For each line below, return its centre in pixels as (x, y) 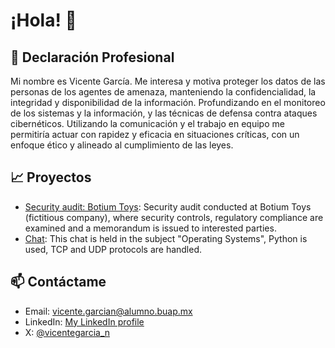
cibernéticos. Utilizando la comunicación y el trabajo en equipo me (147, 123)
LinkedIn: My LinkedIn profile (84, 321)
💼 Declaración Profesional (92, 57)
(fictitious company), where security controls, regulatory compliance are (174, 217)
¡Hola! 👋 (43, 20)
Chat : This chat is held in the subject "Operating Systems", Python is (166, 238)
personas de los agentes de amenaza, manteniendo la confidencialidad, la (163, 92)
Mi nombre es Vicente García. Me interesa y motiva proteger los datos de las (168, 81)
